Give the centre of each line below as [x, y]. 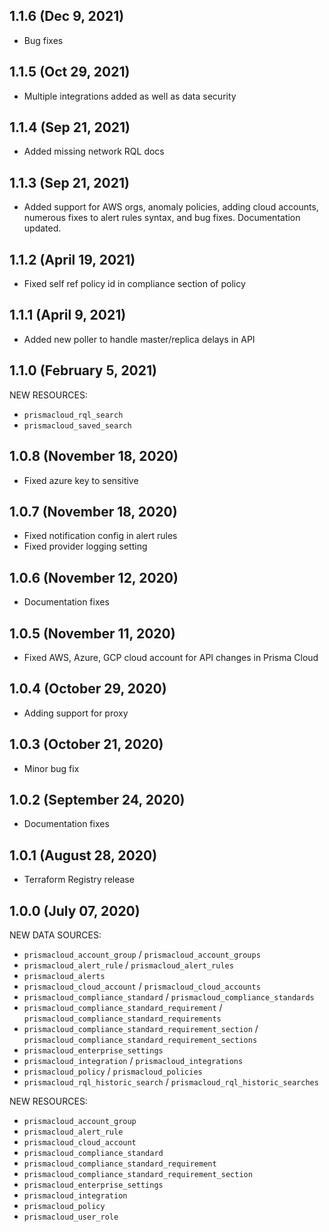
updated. [42, 228]
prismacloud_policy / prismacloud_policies [113, 1071]
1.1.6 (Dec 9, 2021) [67, 16]
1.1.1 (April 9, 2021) [68, 315]
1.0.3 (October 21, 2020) [86, 744]
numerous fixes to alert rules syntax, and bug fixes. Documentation [162, 218]
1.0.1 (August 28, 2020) [83, 855]
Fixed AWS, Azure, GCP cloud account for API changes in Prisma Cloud [171, 657]
